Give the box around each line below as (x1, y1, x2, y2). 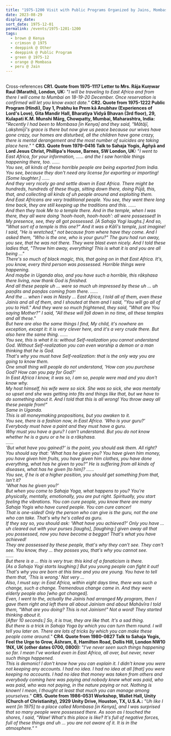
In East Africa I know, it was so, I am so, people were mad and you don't (6, 375, 157, 381)
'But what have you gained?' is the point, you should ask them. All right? (6, 445, 157, 451)
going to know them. (6, 358, 49, 364)
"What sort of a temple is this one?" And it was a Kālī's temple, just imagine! (6, 224, 166, 230)
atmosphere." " (6, 725, 38, 731)
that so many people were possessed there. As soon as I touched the (6, 709, 151, 715)
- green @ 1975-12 (10, 54, 50, 60)
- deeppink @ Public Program (10, 50, 72, 55)
